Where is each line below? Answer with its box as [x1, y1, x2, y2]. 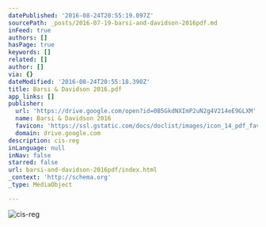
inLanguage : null [8, 144, 66, 152]
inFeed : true [8, 26, 51, 34]
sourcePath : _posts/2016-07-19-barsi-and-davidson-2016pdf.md [8, 19, 218, 27]
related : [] [8, 56, 47, 64]
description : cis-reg [8, 136, 80, 145]
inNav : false [8, 151, 51, 159]
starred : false [8, 159, 59, 167]
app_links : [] [8, 93, 55, 100]
